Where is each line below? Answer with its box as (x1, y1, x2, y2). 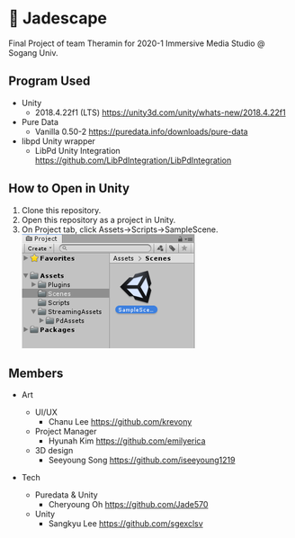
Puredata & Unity (34, 489, 98, 500)
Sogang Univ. (8, 47, 58, 58)
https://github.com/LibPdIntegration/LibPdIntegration (34, 155, 232, 166)
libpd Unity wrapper (21, 135, 96, 147)
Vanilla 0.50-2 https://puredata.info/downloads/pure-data (34, 126, 248, 137)
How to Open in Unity (8, 181, 130, 196)
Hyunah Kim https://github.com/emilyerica (48, 435, 206, 446)
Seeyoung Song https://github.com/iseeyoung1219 (48, 454, 236, 466)
